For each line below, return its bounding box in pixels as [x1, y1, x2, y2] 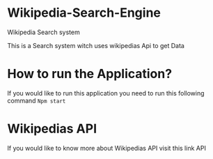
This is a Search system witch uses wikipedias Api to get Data [7, 41, 184, 50]
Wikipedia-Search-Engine [7, 5, 161, 21]
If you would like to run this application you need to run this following [7, 89, 205, 97]
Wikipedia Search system [7, 28, 80, 36]
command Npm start [7, 96, 66, 105]
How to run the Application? [7, 66, 173, 82]
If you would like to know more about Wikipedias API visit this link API [7, 144, 207, 152]
